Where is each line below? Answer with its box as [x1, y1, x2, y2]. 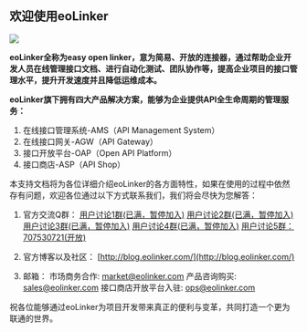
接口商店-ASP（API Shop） [22, 159, 126, 170]
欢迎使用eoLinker [9, 8, 109, 25]
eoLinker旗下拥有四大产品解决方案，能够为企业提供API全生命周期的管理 [9, 94, 281, 105]
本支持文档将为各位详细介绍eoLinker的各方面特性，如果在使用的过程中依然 [9, 178, 291, 189]
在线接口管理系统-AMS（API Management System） [22, 124, 220, 135]
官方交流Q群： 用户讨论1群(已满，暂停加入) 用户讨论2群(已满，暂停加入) [22, 209, 294, 220]
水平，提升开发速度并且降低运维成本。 [16, 74, 162, 85]
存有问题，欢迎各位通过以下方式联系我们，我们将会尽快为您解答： [9, 190, 258, 201]
